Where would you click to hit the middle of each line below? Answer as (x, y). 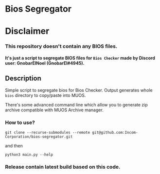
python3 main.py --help (29, 155)
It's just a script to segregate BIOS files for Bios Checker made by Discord (80, 58)
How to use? (20, 122)
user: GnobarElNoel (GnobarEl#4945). (45, 63)
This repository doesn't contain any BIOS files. (61, 46)
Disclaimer (27, 31)
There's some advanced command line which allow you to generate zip (77, 104)
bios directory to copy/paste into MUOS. (45, 95)
